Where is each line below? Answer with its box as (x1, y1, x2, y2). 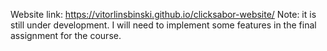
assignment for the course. (10, 30, 122, 41)
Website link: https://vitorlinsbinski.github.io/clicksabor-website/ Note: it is (10, 9, 317, 20)
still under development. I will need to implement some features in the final (10, 19, 317, 31)
